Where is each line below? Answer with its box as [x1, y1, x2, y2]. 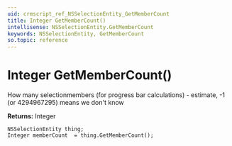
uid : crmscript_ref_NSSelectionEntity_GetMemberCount [7, 10, 170, 18]
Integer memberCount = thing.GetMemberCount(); [7, 132, 154, 139]
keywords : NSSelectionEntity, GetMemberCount [7, 30, 144, 38]
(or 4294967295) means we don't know [7, 99, 124, 107]
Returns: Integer [7, 112, 56, 120]
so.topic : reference [7, 37, 69, 44]
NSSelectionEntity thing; [7, 125, 84, 133]
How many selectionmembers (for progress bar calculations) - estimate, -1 [7, 91, 226, 99]
